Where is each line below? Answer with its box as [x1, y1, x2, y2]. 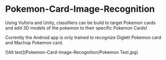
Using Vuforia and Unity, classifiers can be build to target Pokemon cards [5, 20, 156, 26]
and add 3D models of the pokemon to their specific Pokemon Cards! [5, 25, 148, 30]
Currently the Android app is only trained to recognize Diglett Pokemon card [5, 34, 161, 40]
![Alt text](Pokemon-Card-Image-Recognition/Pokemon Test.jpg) [5, 49, 138, 55]
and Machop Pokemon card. [5, 39, 63, 45]
